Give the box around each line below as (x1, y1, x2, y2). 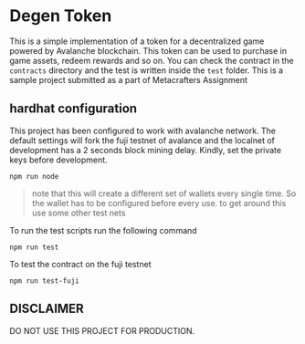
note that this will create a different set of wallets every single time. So (31, 188, 297, 199)
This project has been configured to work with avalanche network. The (9, 125, 277, 136)
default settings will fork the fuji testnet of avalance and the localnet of (9, 134, 276, 146)
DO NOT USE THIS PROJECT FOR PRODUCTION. (9, 325, 195, 336)
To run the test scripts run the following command (9, 224, 198, 235)
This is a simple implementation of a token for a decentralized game (9, 36, 265, 47)
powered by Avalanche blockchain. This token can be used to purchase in (9, 45, 288, 56)
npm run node (9, 172, 59, 181)
